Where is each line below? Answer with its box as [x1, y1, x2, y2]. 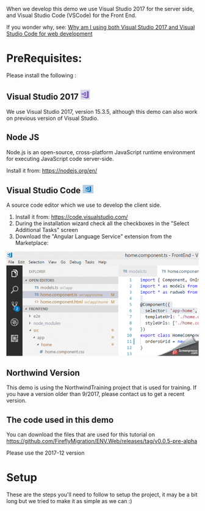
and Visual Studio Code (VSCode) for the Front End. [6, 12, 137, 19]
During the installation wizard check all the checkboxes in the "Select [15, 220, 190, 227]
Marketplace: [15, 239, 49, 247]
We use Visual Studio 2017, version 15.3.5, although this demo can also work [6, 108, 198, 115]
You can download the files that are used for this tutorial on [6, 431, 156, 438]
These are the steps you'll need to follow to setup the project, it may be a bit [6, 491, 198, 498]
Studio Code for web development [6, 30, 93, 37]
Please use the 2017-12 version [6, 449, 85, 457]
